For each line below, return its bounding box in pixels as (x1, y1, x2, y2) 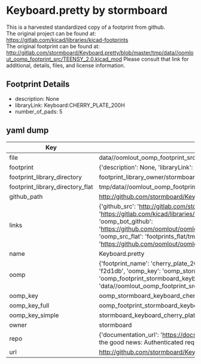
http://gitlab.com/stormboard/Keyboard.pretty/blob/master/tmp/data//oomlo (6, 49, 194, 56)
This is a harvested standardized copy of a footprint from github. (6, 23, 166, 31)
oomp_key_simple (9, 311, 59, 319)
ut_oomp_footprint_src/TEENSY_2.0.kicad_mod (6, 55, 123, 62)
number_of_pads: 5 (14, 108, 63, 115)
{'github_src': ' (98, 202, 139, 210)
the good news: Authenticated (98, 338, 184, 346)
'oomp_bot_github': (98, 217, 153, 225)
